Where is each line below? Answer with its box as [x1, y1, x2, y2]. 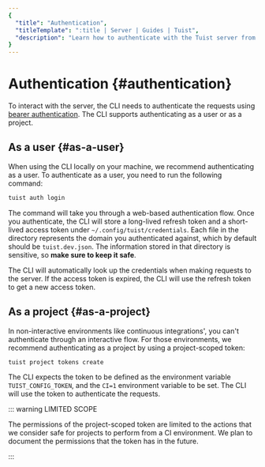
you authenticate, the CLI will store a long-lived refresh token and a [8, 217, 227, 226]
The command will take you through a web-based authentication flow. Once [8, 208, 255, 217]
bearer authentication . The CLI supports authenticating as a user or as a [8, 110, 242, 119]
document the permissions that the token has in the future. [8, 436, 199, 446]
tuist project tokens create [8, 358, 104, 366]
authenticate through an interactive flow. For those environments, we [8, 334, 232, 344]
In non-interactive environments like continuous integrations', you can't [8, 326, 239, 336]
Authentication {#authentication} [8, 75, 233, 93]
